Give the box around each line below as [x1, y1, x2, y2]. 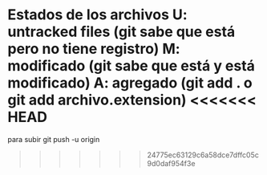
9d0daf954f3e [147, 158, 196, 168]
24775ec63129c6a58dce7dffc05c [147, 150, 260, 160]
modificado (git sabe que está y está [7, 57, 256, 75]
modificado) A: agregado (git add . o [7, 74, 253, 92]
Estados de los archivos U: [7, 6, 188, 24]
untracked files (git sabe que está [7, 22, 236, 41]
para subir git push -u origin [7, 134, 100, 144]
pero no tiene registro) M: [7, 40, 181, 58]
